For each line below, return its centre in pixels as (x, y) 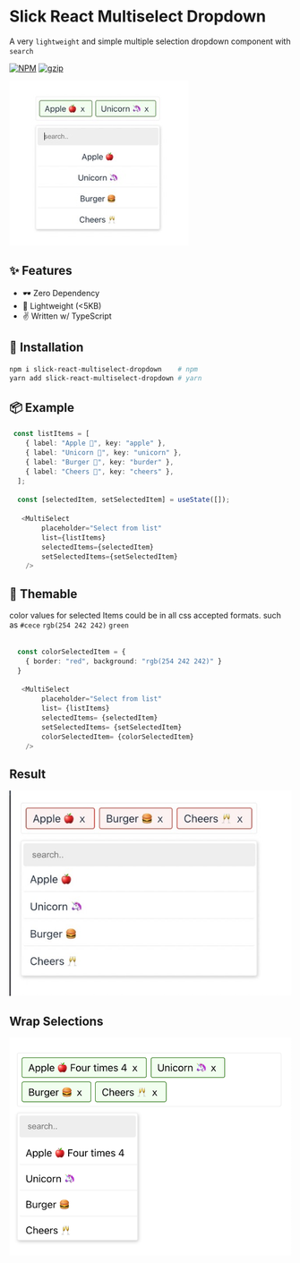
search (21, 51)
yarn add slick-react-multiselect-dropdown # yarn (106, 379)
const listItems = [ (51, 434)
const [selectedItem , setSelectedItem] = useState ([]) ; (124, 500)
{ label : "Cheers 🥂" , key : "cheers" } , (100, 472)
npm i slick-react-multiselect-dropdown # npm (104, 369)
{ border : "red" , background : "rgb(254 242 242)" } (124, 661)
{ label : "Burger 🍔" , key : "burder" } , (100, 462)
